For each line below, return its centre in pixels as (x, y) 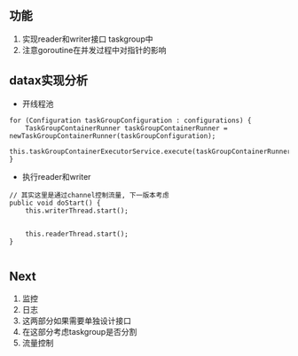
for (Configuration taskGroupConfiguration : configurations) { (130, 120)
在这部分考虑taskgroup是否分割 (79, 332)
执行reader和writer (56, 176)
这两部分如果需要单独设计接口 (76, 321)
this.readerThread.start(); (77, 234)
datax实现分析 (49, 81)
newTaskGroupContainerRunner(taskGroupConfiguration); (113, 135)
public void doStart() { (55, 203)
